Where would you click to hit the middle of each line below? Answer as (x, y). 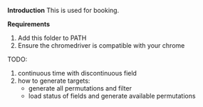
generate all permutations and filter (80, 88)
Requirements (29, 24)
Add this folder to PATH (52, 38)
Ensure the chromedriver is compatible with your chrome (101, 45)
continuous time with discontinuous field (77, 73)
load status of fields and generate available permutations (112, 96)
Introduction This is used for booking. (63, 10)
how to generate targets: (54, 81)
